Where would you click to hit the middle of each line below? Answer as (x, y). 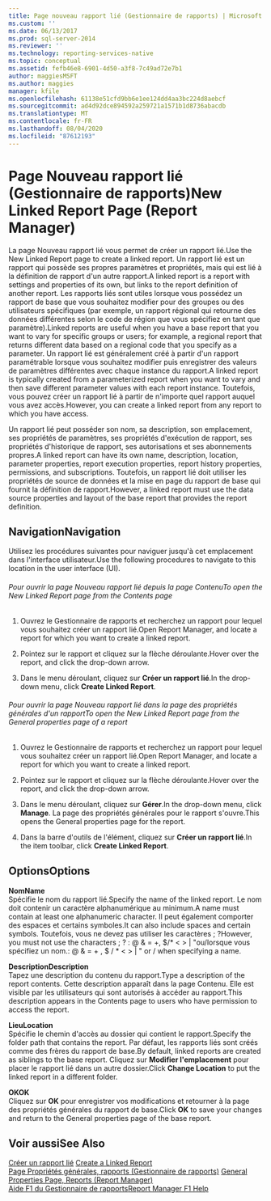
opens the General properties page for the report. (103, 821)
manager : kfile (34, 91)
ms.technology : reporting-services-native (81, 53)
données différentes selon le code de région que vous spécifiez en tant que (134, 319)
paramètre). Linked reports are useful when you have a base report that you (134, 328)
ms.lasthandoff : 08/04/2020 (56, 129)
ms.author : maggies (41, 83)
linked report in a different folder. (63, 1076)
